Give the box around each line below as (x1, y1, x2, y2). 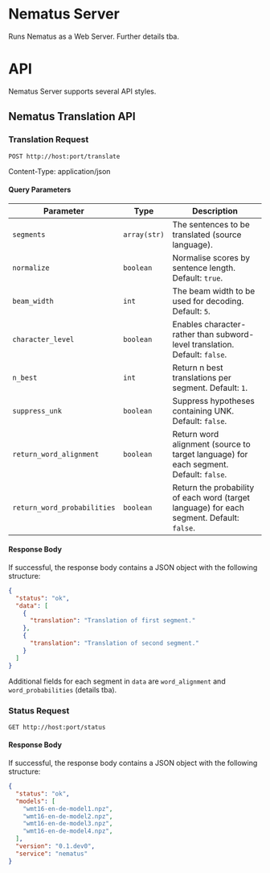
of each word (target (172, 492, 251, 503)
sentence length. (172, 262, 235, 273)
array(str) (123, 230, 165, 239)
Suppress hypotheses (172, 395, 255, 406)
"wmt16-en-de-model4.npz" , (22, 827, 113, 835)
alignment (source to (172, 439, 251, 450)
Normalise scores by (172, 252, 251, 263)
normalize (12, 263, 50, 272)
